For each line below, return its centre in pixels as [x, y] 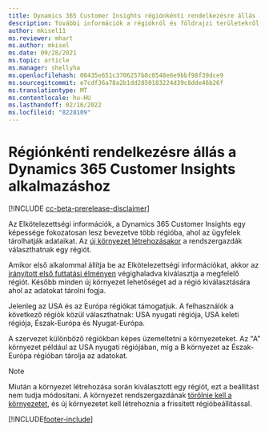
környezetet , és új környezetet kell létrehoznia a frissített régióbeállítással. [130, 403]
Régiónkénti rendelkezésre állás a [122, 152]
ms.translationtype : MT [48, 90]
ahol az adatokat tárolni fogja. [57, 290]
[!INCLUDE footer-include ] [51, 419]
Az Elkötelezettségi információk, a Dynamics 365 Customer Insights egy [127, 224]
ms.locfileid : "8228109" [50, 113]
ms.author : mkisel [39, 46]
